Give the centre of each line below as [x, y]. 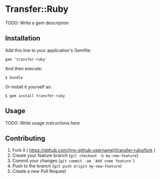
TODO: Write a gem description [37, 23]
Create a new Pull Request [39, 171]
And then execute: [24, 68]
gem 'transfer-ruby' [26, 59]
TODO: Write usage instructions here [42, 123]
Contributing [25, 138]
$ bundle [14, 78]
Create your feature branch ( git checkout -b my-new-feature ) [75, 156]
